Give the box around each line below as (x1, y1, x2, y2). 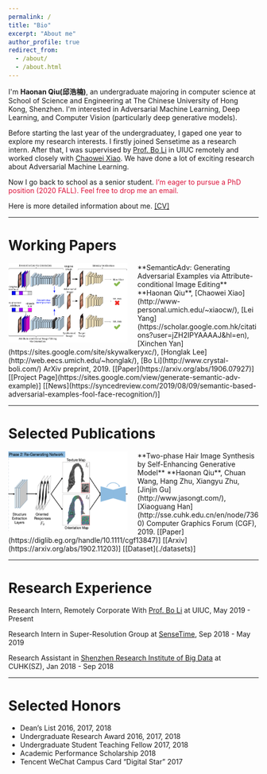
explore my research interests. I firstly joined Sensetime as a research (8, 136, 237, 146)
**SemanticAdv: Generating (137, 262, 230, 272)
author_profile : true (8, 38, 80, 46)
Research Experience (8, 579, 153, 597)
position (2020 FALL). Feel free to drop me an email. (8, 185, 179, 195)
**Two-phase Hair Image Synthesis (137, 451, 255, 460)
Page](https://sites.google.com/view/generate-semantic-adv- (38, 372, 241, 381)
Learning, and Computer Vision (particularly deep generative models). (8, 112, 238, 122)
